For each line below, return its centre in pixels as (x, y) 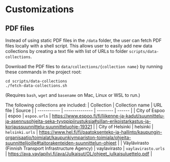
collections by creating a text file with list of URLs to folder (67, 51)
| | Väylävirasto (133, 143)
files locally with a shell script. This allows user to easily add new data (79, 46)
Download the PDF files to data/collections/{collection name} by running (84, 66)
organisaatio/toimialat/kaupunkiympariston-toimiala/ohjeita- (68, 138)
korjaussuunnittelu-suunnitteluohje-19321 (49, 127)
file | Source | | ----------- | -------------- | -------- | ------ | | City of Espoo (85, 110)
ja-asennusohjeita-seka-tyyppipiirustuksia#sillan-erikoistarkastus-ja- (78, 121)
